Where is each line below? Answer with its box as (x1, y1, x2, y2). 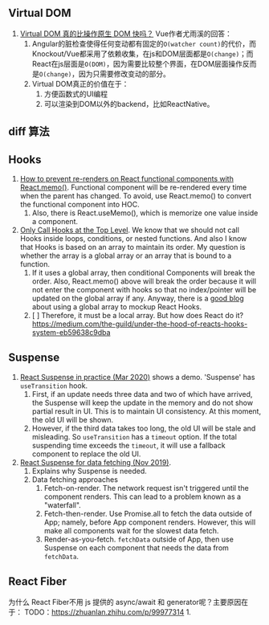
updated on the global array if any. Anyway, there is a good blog (31, 293, 245, 304)
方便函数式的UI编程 (43, 88, 108, 99)
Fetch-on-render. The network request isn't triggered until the (43, 483, 249, 492)
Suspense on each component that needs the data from (43, 542, 229, 553)
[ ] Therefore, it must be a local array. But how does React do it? (31, 311, 243, 321)
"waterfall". (43, 500, 82, 509)
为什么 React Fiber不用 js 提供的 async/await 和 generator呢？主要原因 (8, 597, 242, 607)
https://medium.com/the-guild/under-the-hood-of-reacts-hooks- (31, 319, 248, 329)
